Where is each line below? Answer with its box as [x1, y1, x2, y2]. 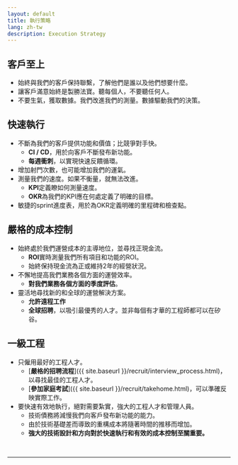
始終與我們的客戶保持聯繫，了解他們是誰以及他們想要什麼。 [17, 79, 192, 87]
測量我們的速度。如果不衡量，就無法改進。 [17, 174, 142, 183]
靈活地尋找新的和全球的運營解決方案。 [17, 288, 130, 296]
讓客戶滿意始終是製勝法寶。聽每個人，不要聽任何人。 [17, 87, 174, 96]
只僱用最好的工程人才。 [17, 357, 86, 366]
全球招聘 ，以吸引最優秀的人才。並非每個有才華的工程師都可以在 [28, 306, 215, 314]
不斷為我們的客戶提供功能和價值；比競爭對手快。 [17, 139, 161, 147]
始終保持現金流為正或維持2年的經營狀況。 [28, 262, 151, 270]
